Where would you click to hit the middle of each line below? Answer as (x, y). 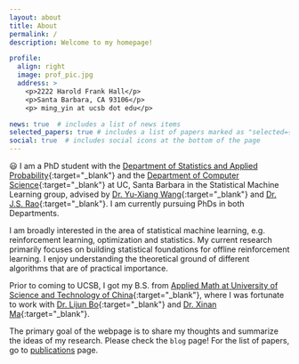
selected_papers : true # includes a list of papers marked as (127, 133)
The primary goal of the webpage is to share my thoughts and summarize (144, 331)
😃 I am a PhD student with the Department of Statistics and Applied (133, 166)
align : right (41, 67)
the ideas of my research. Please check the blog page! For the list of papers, (149, 340)
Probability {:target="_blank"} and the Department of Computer (124, 175)
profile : (25, 59)
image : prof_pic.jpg (55, 75)
